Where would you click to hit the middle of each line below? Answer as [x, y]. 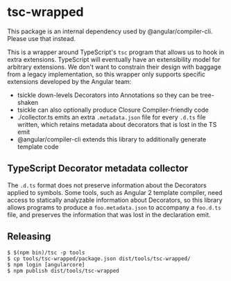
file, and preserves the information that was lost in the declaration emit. [109, 214]
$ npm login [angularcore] [46, 264]
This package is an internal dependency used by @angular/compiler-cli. [110, 31]
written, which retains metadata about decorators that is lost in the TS [117, 124]
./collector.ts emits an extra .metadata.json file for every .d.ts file [111, 117]
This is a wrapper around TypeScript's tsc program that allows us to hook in [116, 52]
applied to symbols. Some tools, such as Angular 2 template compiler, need [115, 192]
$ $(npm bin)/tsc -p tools [46, 253]
